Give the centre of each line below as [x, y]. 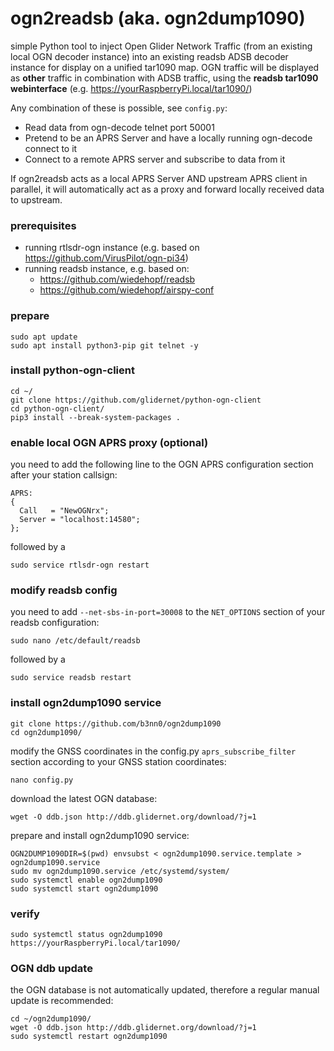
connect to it [51, 148]
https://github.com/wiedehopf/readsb [117, 279]
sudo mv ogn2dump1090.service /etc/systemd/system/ [120, 871]
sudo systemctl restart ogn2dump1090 [89, 1037]
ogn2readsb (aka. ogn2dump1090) [158, 18]
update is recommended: [62, 1001]
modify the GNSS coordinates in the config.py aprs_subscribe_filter [153, 751]
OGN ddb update [51, 968]
